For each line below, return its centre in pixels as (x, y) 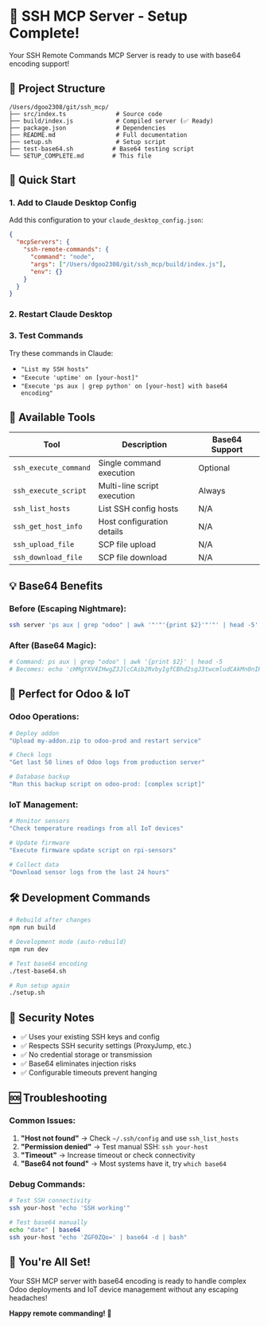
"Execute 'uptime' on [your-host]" (80, 377)
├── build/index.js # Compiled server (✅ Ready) (111, 121)
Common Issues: (43, 1121)
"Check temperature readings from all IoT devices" (96, 829)
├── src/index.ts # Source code (85, 114)
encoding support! (39, 64)
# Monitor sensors (39, 821)
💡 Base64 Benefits (56, 585)
